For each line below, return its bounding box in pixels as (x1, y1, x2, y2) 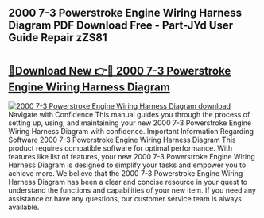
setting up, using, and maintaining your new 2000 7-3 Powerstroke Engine (8, 118, 252, 128)
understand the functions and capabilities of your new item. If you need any (8, 185, 257, 195)
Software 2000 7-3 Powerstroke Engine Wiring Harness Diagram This (8, 135, 236, 144)
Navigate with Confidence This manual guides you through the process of (8, 110, 250, 119)
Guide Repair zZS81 (8, 31, 107, 44)
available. (8, 202, 40, 212)
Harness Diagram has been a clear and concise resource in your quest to (8, 178, 248, 186)
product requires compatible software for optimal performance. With (8, 143, 233, 153)
